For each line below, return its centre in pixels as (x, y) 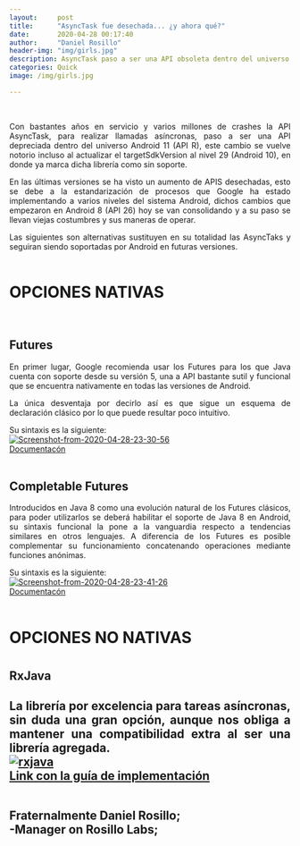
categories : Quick (43, 68)
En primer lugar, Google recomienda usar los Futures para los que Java (150, 367)
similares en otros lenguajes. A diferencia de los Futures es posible (150, 537)
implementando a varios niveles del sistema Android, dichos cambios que (150, 200)
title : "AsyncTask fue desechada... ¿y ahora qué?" (117, 26)
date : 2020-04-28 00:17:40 (71, 34)
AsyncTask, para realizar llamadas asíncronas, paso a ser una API (150, 136)
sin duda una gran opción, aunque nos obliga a (150, 720)
